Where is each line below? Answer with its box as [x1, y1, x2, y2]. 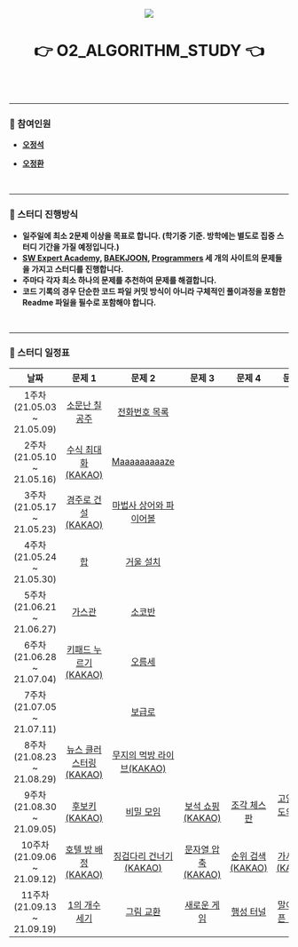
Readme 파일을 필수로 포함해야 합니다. [21, 297, 157, 307]
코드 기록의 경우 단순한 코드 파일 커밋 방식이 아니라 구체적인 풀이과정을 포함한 [21, 285, 286, 297]
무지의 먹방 [112, 749, 156, 761]
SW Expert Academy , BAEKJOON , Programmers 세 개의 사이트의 [21, 252, 260, 263]
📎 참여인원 [9, 117, 51, 130]
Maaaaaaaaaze [111, 455, 176, 467]
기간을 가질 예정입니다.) [38, 241, 120, 252]
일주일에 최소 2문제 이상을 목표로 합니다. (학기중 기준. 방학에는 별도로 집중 [21, 230, 275, 241]
